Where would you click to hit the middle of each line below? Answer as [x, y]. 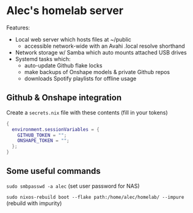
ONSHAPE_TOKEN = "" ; [43, 141]
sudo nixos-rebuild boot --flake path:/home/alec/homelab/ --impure [95, 197]
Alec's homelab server [65, 11]
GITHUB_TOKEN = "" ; [42, 135]
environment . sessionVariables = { [56, 129]
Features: [18, 28]
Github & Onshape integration [64, 98]
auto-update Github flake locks [63, 65]
